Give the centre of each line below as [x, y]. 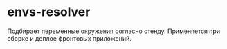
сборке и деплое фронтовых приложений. [69, 38]
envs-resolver [49, 12]
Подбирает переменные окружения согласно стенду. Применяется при [113, 31]
